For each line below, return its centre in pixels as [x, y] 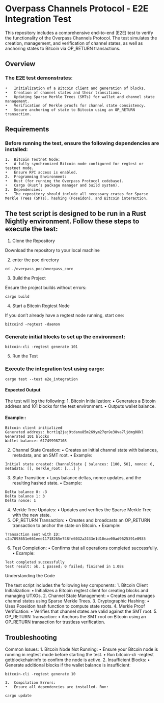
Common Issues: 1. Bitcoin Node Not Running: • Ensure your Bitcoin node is [82, 649]
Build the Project [29, 278]
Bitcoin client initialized [34, 428]
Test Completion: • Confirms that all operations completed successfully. [85, 548]
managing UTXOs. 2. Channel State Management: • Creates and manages [80, 596]
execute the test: [31, 229]
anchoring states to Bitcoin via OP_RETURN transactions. [63, 48]
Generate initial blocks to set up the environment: [65, 337]
